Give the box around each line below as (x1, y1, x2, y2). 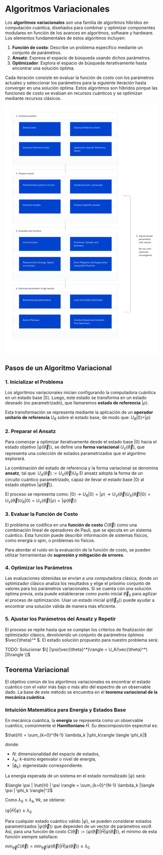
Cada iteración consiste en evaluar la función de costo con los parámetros (5, 75, 154, 80)
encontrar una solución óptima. (12, 65, 75, 71)
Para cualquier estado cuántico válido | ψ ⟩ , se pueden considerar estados (5, 818, 152, 824)
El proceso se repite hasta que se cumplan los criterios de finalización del (5, 627, 153, 632)
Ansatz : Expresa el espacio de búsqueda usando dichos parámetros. (12, 55, 151, 60)
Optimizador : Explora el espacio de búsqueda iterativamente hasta (12, 60, 147, 66)
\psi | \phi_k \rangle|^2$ (5, 788, 53, 794)
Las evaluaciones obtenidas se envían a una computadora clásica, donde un (5, 575, 158, 581)
